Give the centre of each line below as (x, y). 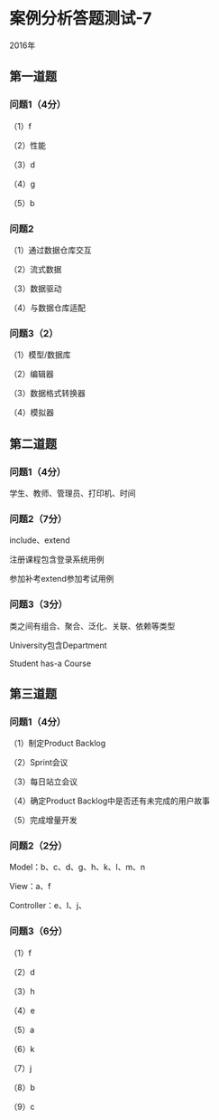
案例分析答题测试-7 (81, 19)
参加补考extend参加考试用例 (62, 579)
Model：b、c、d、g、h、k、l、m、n (78, 867)
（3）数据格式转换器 (47, 394)
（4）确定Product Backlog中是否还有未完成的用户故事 (109, 801)
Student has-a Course (50, 663)
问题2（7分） (38, 518)
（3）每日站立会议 (44, 782)
